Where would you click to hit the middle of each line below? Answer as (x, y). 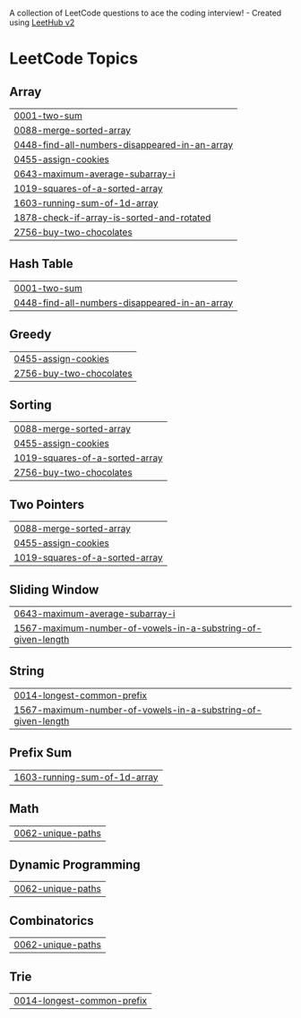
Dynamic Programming (75, 864)
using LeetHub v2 (42, 22)
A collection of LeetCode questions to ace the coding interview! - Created (146, 13)
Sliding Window (54, 589)
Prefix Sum (41, 753)
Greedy (30, 335)
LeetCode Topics (74, 59)
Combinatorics (52, 921)
